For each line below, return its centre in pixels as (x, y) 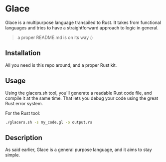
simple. (13, 155)
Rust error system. (24, 103)
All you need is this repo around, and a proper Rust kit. (61, 65)
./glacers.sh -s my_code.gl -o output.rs (49, 122)
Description (24, 138)
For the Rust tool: (23, 113)
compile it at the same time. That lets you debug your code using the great (82, 98)
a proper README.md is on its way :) (55, 37)
